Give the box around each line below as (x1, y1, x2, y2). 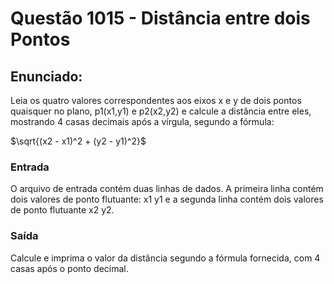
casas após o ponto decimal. (10, 262, 129, 274)
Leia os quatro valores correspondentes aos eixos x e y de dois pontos (10, 95, 302, 106)
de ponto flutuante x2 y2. (10, 204, 115, 216)
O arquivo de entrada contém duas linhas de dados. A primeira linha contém (10, 183, 324, 195)
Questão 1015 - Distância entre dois (10, 7, 311, 30)
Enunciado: (10, 68, 83, 85)
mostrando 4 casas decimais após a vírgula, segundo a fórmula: (10, 116, 275, 127)
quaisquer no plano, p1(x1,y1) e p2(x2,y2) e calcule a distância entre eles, (10, 105, 312, 117)
